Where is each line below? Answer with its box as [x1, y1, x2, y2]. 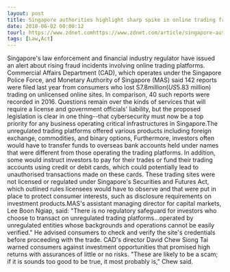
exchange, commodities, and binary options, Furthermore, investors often [7, 134, 214, 142]
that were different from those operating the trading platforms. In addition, [7, 148, 216, 157]
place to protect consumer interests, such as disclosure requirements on [7, 192, 212, 200]
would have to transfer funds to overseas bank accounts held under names [7, 141, 219, 150]
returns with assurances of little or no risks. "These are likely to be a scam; [7, 250, 218, 258]
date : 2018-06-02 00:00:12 [7, 23, 84, 29]
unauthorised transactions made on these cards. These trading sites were [7, 170, 216, 178]
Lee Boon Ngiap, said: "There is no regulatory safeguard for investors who [7, 206, 217, 215]
